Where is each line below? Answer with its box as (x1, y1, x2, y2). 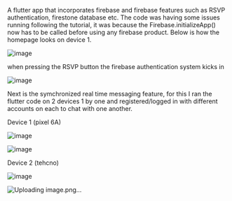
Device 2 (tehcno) (7, 158, 60, 167)
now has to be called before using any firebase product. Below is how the (7, 28, 219, 36)
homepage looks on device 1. (7, 36, 92, 44)
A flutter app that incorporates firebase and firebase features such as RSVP (7, 6, 226, 14)
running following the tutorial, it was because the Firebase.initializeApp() (7, 21, 216, 29)
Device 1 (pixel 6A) (7, 118, 62, 126)
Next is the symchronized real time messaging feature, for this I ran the (7, 90, 212, 98)
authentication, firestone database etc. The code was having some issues (7, 13, 221, 22)
